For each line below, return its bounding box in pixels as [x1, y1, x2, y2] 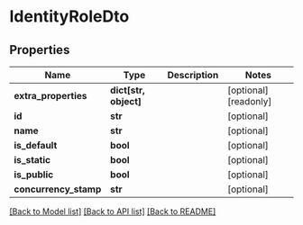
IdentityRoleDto [9, 6, 130, 27]
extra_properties [14, 90, 87, 102]
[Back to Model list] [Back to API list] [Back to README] [9, 206, 216, 217]
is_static [14, 154, 51, 166]
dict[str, [109, 84, 146, 96]
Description [167, 69, 219, 81]
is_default [14, 139, 58, 151]
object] [109, 95, 142, 107]
